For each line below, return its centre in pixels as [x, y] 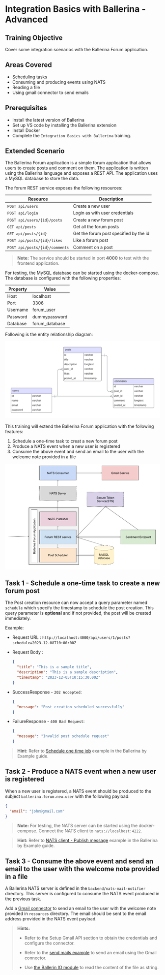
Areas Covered [28, 65]
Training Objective [34, 38]
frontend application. [38, 263]
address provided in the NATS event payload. [51, 919]
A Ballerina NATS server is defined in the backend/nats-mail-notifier [75, 888]
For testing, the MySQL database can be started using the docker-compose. [82, 273]
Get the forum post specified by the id [111, 234]
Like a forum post [91, 240]
